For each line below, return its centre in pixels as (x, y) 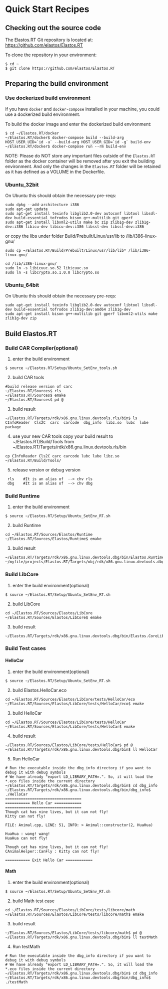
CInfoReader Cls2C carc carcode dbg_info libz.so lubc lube (77, 422)
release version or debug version (46, 469)
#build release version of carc (39, 386)
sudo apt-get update (27, 209)
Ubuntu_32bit (22, 185)
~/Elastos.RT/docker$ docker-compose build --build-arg (64, 137)
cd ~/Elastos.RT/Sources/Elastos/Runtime (49, 535)
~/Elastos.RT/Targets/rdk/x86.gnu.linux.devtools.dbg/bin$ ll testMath (81, 937)
